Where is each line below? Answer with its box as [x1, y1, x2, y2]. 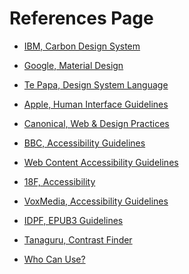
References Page [9, 7, 154, 30]
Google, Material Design [23, 59, 124, 71]
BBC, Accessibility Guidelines [23, 137, 146, 149]
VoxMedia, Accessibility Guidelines [23, 195, 169, 207]
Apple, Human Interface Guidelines [23, 98, 169, 110]
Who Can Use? [23, 253, 86, 265]
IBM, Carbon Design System [23, 40, 141, 52]
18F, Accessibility [23, 175, 96, 187]
